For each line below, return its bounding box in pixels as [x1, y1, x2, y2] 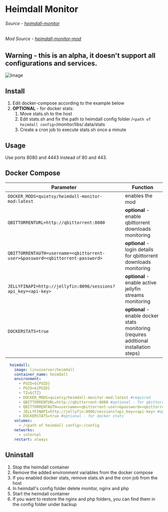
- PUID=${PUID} [18, 381, 50, 386]
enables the [124, 192, 152, 199]
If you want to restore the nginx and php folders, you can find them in [12, 496, 155, 502]
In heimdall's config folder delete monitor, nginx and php [12, 485, 129, 491]
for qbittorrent [124, 252, 158, 259]
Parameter [51, 183, 77, 190]
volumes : [14, 418, 32, 423]
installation [124, 343, 151, 350]
